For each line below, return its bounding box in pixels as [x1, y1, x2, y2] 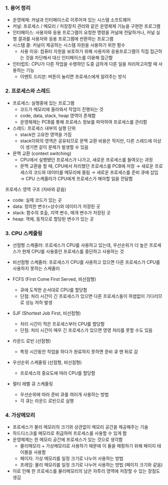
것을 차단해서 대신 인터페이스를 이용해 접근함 [25, 54, 113, 61]
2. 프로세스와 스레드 [5, 87, 51, 94]
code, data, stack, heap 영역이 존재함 [20, 112, 96, 118]
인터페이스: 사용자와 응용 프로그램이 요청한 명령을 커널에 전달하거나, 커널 [12, 29, 155, 36]
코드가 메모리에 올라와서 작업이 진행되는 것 [20, 106, 104, 112]
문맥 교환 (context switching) [12, 150, 71, 156]
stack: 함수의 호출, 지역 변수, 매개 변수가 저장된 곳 [12, 209, 111, 215]
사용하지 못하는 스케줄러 [12, 265, 60, 271]
